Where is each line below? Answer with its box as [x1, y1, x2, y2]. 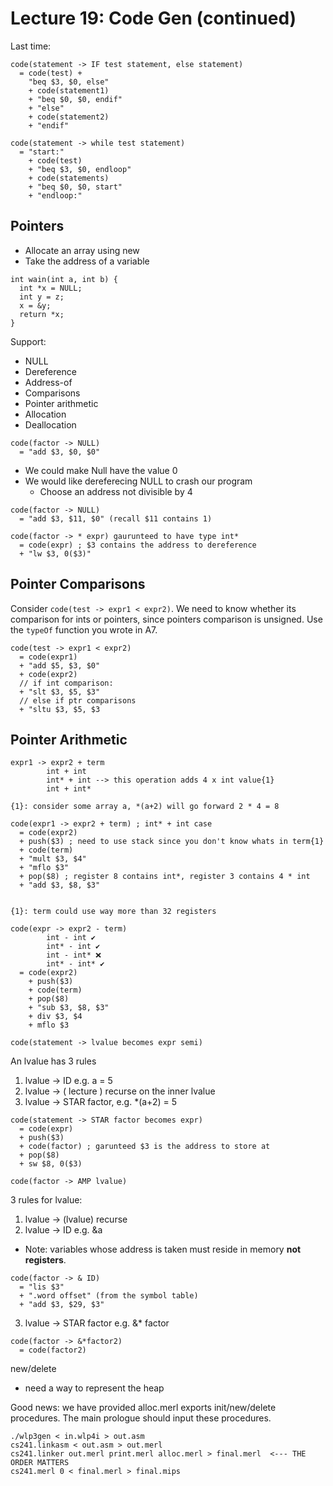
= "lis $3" [19, 1282, 65, 1292]
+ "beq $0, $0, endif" [28, 94, 123, 104]
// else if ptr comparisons [19, 695, 137, 706]
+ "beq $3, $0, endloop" [28, 164, 132, 174]
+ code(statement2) [28, 112, 110, 122]
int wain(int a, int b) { [10, 274, 118, 284]
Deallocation [24, 418, 77, 431]
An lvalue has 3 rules [10, 1055, 97, 1067]
